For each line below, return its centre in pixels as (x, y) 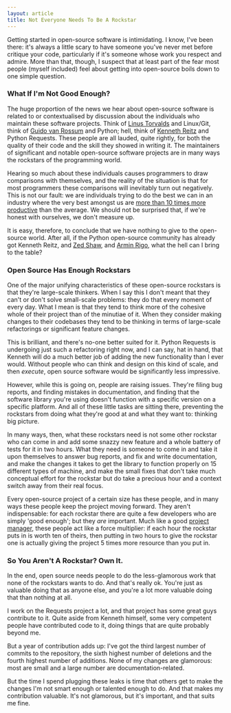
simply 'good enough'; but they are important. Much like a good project (108, 521)
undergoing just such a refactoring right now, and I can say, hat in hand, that (115, 350)
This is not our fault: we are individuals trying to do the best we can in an (110, 195)
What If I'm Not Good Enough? (59, 94)
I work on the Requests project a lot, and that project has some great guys (112, 611)
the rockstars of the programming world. (65, 160)
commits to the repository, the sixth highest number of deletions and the (109, 653)
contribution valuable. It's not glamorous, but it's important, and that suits (111, 696)
